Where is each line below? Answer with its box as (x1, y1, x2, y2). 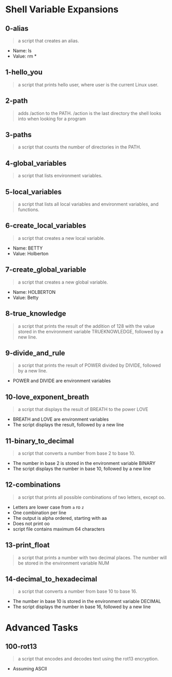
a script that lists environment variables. (17, 173, 103, 179)
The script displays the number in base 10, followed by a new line (12, 465, 151, 472)
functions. (17, 206, 40, 213)
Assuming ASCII (12, 666, 47, 672)
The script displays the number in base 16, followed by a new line (12, 604, 151, 610)
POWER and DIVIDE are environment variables (12, 378, 111, 384)
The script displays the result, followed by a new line (12, 422, 124, 428)
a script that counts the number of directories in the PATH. (17, 144, 141, 150)
